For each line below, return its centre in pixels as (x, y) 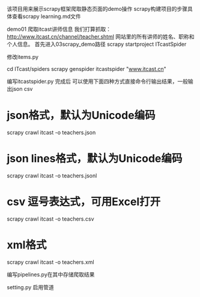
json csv (22, 89)
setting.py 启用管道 (31, 287)
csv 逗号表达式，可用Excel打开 (84, 202)
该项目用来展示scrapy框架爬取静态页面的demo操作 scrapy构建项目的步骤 (97, 9)
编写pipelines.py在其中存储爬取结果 (51, 274)
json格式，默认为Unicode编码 (81, 115)
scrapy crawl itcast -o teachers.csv (51, 219)
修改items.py (23, 57)
